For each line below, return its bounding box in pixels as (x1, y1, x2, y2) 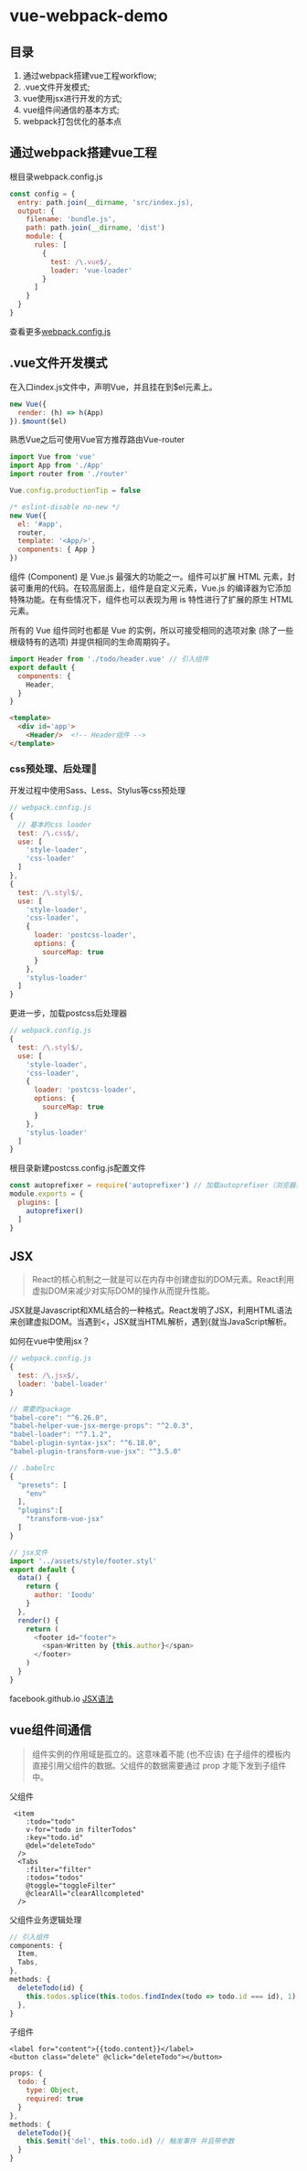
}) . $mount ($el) (9, 417, 68, 426)
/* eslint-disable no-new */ (9, 502, 121, 512)
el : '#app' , (17, 519, 64, 528)
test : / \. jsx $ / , (17, 1371, 79, 1380)
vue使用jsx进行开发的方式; (22, 93, 122, 103)
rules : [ (33, 240, 68, 250)
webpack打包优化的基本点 (22, 116, 122, 126)
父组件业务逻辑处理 (9, 1914, 82, 1925)
